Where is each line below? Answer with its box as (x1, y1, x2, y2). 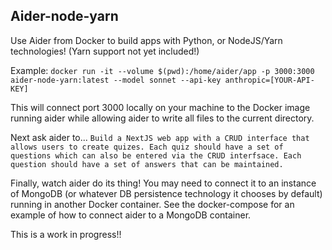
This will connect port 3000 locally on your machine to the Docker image (10, 101, 311, 113)
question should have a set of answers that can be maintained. (10, 159, 284, 169)
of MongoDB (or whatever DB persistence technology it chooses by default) (10, 187, 323, 199)
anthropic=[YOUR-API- (224, 75, 315, 85)
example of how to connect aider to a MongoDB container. (10, 209, 252, 221)
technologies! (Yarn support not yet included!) (10, 45, 200, 57)
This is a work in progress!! (10, 228, 122, 240)
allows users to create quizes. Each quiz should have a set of (10, 142, 284, 152)
